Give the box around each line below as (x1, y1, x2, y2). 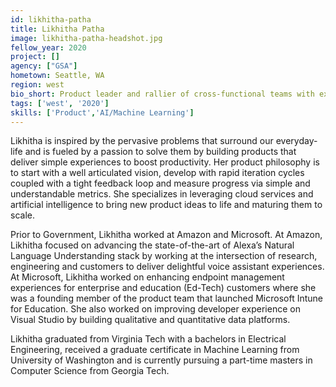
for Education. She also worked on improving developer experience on (10, 303, 301, 315)
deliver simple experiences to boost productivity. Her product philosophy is (10, 156, 320, 168)
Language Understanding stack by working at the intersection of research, (10, 250, 318, 262)
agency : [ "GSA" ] (10, 61, 78, 71)
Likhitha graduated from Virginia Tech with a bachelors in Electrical (10, 333, 287, 345)
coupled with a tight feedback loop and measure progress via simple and (10, 177, 311, 190)
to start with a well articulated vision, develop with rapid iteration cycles (10, 167, 305, 179)
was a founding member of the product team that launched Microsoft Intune (10, 292, 323, 305)
